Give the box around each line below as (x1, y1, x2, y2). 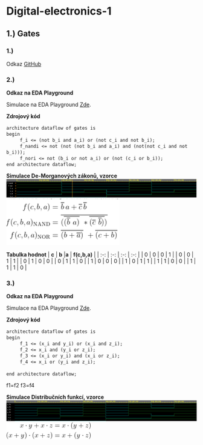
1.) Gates (6, 28, 40, 39)
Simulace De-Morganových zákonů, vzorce (6, 172, 118, 179)
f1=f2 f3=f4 (6, 382, 35, 389)
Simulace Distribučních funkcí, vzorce (6, 393, 105, 401)
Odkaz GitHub (6, 60, 42, 67)
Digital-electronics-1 (6, 4, 112, 18)
